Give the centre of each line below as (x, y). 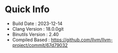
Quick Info (27, 9)
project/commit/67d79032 (40, 45)
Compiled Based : (31, 40)
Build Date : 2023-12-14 (37, 23)
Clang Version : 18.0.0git (38, 29)
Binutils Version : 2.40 (35, 34)
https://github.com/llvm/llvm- (82, 40)
